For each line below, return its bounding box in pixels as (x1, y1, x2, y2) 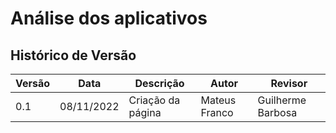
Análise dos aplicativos (10, 7, 208, 30)
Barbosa (257, 106, 298, 119)
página (128, 106, 162, 119)
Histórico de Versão (10, 47, 137, 64)
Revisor (270, 77, 308, 90)
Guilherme (257, 93, 307, 107)
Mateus (200, 93, 237, 107)
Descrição (134, 77, 185, 90)
